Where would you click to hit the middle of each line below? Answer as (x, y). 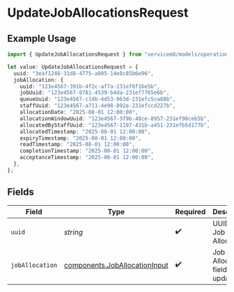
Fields (21, 192)
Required (190, 211)
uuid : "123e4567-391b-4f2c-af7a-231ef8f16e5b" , (90, 86)
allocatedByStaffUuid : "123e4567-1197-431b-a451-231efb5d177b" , (115, 125)
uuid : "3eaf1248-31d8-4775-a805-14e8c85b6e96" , (84, 73)
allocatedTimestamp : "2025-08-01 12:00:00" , (85, 131)
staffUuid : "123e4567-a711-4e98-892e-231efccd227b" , (98, 106)
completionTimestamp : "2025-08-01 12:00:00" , (87, 151)
